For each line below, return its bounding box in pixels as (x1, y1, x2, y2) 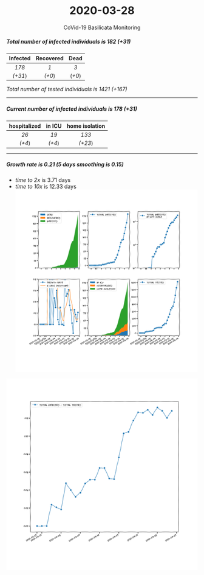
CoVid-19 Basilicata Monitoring (63, 24, 141, 31)
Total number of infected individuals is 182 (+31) (6, 38, 131, 45)
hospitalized (8, 122, 41, 130)
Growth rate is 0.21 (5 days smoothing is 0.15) (6, 161, 124, 168)
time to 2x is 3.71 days (15, 176, 71, 183)
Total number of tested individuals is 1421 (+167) (6, 86, 127, 93)
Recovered (35, 55, 64, 62)
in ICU (46, 122, 62, 130)
